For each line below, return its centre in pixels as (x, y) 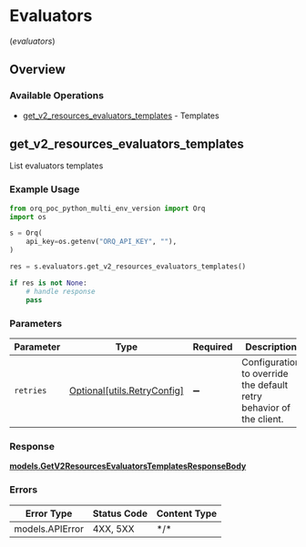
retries (31, 390)
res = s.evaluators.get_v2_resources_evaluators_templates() (128, 267)
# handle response (61, 291)
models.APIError (49, 529)
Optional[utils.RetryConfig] (126, 390)
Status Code (120, 513)
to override (265, 373)
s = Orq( (26, 233)
